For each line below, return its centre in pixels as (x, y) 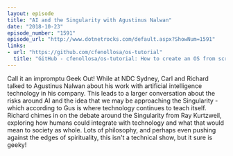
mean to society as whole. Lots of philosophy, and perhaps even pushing (112, 130)
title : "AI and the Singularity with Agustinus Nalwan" (89, 20)
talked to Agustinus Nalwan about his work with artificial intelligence (105, 86)
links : (17, 46)
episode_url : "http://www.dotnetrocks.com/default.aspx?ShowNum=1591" (111, 40)
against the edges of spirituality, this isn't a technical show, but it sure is (110, 137)
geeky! (17, 145)
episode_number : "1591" (42, 33)
